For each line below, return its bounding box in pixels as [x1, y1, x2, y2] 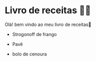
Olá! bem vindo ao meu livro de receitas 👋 [5, 21, 91, 27]
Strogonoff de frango [12, 31, 57, 37]
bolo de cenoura [12, 51, 47, 57]
